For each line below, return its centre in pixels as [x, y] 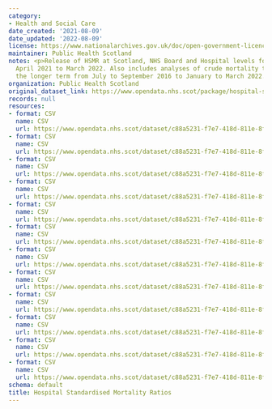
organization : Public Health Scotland [74, 83]
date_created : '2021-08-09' [56, 31]
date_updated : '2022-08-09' [56, 38]
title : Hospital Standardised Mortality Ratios [90, 392]
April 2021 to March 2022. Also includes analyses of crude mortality [137, 69]
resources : [27, 106]
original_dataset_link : [49, 91]
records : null [32, 99]
